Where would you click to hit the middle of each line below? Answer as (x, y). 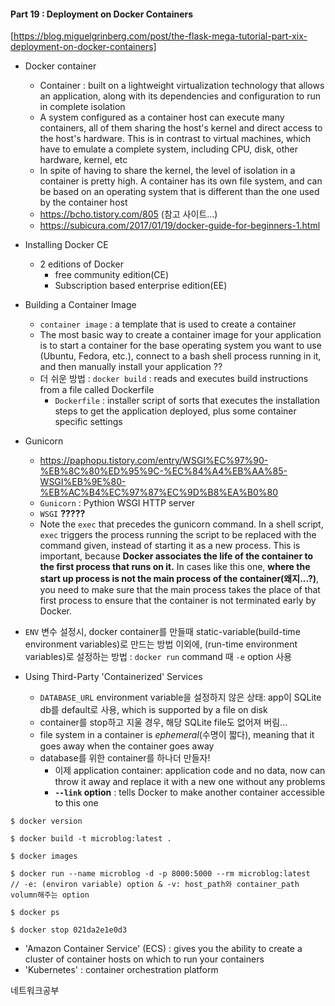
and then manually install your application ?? (131, 367)
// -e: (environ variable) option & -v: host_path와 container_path (155, 885)
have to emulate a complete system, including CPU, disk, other (168, 149)
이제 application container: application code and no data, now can (190, 771)
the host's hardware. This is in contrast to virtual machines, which (175, 139)
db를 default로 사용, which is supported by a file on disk (153, 710)
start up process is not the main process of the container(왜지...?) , (179, 579)
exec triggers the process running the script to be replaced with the (178, 535)
